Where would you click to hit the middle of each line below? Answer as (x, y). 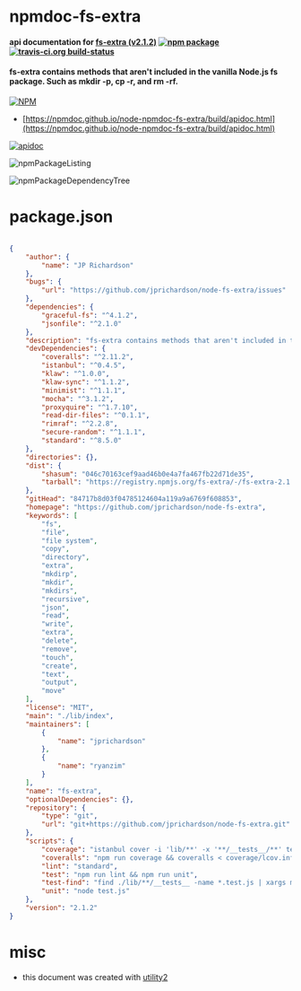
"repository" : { (56, 808)
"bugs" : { (44, 282)
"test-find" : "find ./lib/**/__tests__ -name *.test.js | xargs (164, 883)
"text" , (56, 674)
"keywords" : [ (52, 515)
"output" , (60, 683)
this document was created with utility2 (95, 977)
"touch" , (58, 657)
